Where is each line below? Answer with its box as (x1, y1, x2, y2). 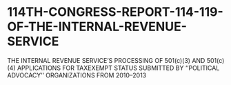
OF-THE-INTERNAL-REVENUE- (7, 19, 188, 35)
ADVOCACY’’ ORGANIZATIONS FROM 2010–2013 (7, 70, 147, 79)
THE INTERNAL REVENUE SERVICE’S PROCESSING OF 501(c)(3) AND (7, 56, 205, 64)
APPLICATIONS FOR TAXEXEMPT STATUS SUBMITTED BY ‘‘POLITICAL (17, 64, 220, 72)
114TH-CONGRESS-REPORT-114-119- (7, 4, 224, 20)
